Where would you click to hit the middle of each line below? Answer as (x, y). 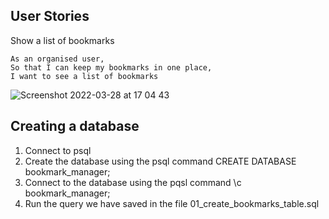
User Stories (50, 16)
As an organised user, (57, 59)
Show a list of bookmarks (62, 40)
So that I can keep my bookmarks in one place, (111, 67)
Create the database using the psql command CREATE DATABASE (160, 161)
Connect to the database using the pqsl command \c (133, 182)
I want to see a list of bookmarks (84, 76)
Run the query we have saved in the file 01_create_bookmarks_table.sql (172, 203)
